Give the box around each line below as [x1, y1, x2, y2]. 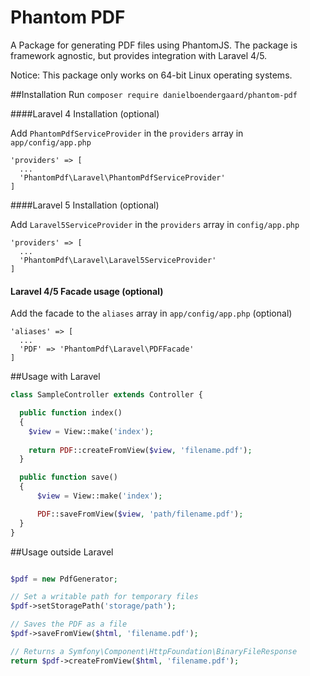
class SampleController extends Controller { [10, 390, 203, 400]
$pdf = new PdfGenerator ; [10, 574, 118, 584]
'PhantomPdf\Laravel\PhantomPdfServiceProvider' [19, 172, 226, 183]
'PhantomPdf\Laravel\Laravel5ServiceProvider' [19, 255, 217, 265]
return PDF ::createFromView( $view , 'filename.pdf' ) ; [28, 445, 253, 455]
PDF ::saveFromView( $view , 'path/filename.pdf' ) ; [36, 509, 244, 519]
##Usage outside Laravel [10, 546, 114, 558]
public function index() [19, 408, 123, 418]
